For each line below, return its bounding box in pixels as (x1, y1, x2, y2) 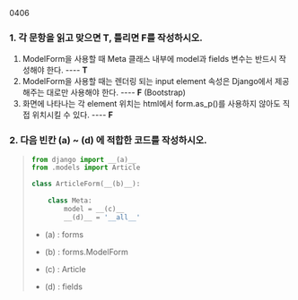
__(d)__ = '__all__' (64, 212, 141, 222)
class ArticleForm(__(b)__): (31, 179, 141, 189)
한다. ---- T (46, 64, 88, 75)
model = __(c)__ (64, 204, 125, 213)
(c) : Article (44, 263, 87, 274)
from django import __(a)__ (31, 155, 136, 164)
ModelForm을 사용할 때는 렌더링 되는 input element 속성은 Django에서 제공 (22, 76, 290, 87)
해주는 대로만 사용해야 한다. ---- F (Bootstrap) (22, 87, 187, 98)
